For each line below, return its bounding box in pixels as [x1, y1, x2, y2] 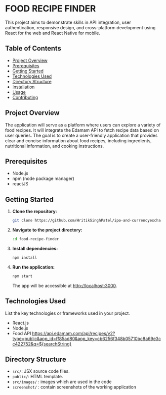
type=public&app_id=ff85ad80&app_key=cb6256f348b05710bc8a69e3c [12, 336, 161, 341]
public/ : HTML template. [12, 374, 63, 380]
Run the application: [12, 264, 55, 270]
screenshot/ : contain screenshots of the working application [12, 384, 136, 390]
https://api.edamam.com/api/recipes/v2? [32, 330, 115, 336]
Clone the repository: [12, 209, 57, 215]
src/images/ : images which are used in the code [12, 379, 112, 385]
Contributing [12, 94, 38, 100]
